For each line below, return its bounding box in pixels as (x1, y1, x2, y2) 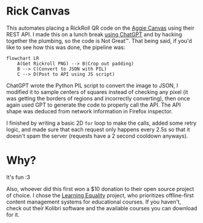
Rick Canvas (6, 4, 70, 18)
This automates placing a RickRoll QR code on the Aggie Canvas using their (6, 24, 195, 32)
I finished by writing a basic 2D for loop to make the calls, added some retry (6, 119, 197, 127)
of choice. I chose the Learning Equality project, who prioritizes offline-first (6, 191, 194, 199)
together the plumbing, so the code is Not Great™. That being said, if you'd (6, 37, 192, 44)
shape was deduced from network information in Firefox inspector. (6, 107, 173, 115)
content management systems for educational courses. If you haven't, (6, 198, 182, 205)
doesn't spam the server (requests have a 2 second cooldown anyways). (6, 132, 188, 139)
